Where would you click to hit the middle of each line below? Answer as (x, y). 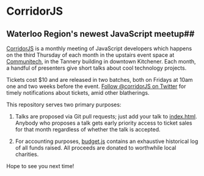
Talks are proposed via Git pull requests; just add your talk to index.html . (106, 116)
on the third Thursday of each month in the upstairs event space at (90, 55)
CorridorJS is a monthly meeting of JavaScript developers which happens (99, 48)
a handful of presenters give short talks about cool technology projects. (97, 68)
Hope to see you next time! (40, 166)
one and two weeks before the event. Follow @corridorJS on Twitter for (96, 86)
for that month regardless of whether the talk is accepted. (88, 129)
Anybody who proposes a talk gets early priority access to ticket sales (104, 123)
